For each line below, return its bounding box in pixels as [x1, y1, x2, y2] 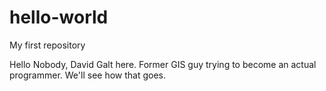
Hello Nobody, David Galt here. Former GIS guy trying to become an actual [9, 58, 317, 70]
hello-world [9, 6, 109, 29]
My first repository [9, 39, 86, 51]
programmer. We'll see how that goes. [9, 69, 167, 81]
